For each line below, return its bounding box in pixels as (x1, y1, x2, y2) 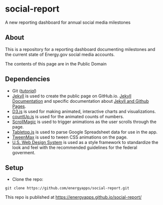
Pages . (12, 103, 26, 109)
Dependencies (5, 75, 50, 83)
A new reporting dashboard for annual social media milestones (5, 19, 131, 25)
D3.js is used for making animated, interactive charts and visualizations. (12, 108, 156, 114)
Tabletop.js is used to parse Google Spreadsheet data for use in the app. (12, 129, 158, 135)
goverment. (12, 149, 36, 156)
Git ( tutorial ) (12, 88, 36, 94)
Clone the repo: (12, 176, 44, 182)
